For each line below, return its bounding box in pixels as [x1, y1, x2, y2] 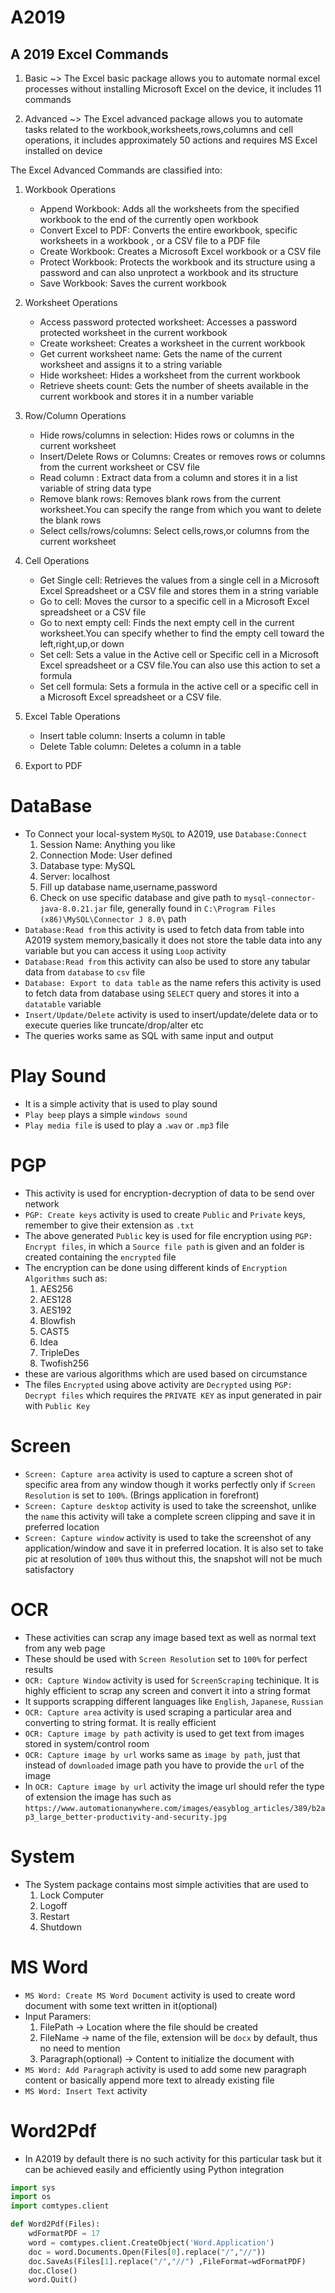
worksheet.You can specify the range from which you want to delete [39, 504, 322, 515]
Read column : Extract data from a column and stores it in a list [39, 472, 298, 483]
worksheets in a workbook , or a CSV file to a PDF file [39, 235, 261, 246]
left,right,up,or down [39, 638, 125, 650]
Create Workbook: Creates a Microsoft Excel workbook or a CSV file [39, 246, 322, 257]
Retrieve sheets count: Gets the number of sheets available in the [39, 380, 309, 391]
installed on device [24, 145, 103, 156]
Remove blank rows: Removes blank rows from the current [39, 493, 282, 505]
